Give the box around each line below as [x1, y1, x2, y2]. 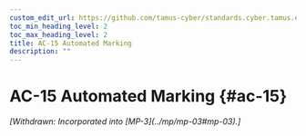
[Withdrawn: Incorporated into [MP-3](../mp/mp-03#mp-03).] [9, 116, 241, 127]
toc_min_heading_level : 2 [9, 22, 107, 31]
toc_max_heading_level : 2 [9, 30, 107, 39]
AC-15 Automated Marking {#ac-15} [9, 86, 288, 107]
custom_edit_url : [9, 13, 76, 23]
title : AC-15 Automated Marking [9, 38, 132, 48]
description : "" [9, 47, 71, 56]
